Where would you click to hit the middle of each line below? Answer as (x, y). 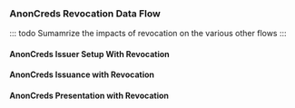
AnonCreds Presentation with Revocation (89, 96)
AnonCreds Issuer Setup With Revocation (89, 54)
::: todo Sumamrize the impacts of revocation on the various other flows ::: (148, 34)
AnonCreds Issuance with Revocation (82, 74)
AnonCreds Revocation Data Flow (85, 14)
